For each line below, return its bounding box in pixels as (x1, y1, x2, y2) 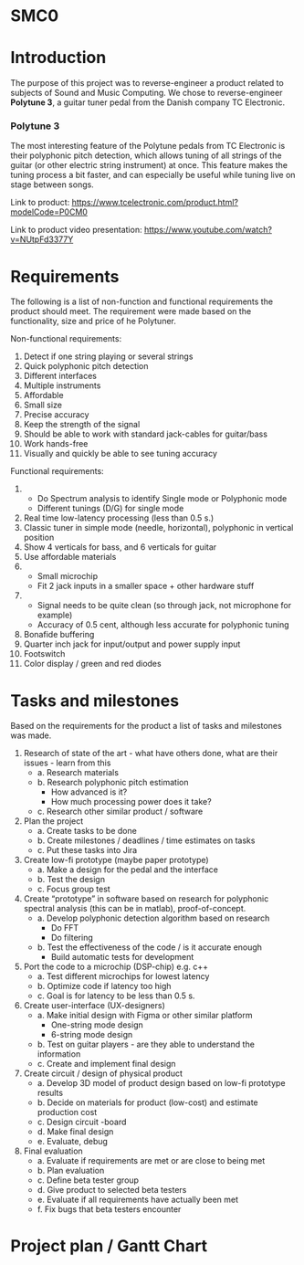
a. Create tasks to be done (37, 826, 138, 837)
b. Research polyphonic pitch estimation (37, 777, 189, 788)
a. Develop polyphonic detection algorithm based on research (37, 912, 270, 923)
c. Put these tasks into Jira (37, 845, 138, 856)
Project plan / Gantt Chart (10, 1236, 208, 1257)
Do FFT (50, 922, 79, 933)
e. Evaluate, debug (37, 1136, 109, 1147)
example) (37, 609, 73, 621)
